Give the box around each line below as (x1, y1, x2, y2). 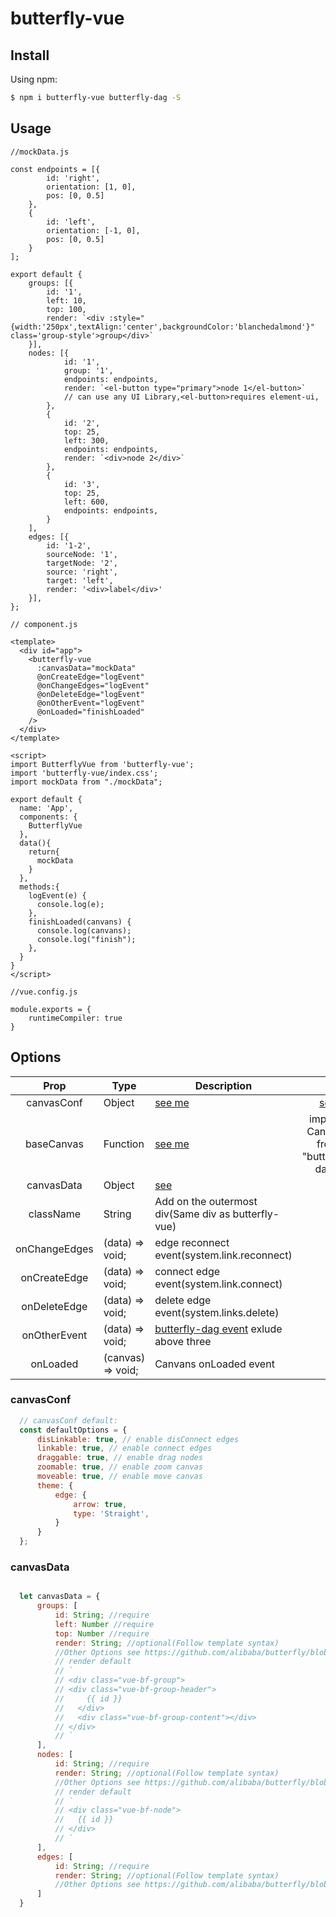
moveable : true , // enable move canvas (36, 1472, 203, 1482)
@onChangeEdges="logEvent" (36, 680, 150, 691)
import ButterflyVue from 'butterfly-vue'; (10, 759, 195, 769)
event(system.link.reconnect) (154, 1248, 293, 1262)
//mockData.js (10, 147, 70, 157)
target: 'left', (46, 575, 114, 586)
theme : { (36, 1480, 74, 1491)
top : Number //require (54, 1628, 150, 1639)
